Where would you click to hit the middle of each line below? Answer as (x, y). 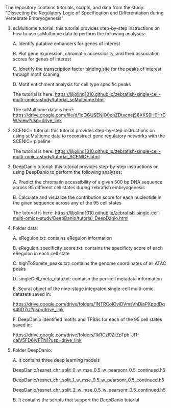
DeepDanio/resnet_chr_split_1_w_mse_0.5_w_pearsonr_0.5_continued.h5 (88, 380)
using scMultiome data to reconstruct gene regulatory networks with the (89, 136)
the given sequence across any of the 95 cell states (67, 203)
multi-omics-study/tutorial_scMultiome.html (58, 100)
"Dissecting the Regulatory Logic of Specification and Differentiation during (84, 13)
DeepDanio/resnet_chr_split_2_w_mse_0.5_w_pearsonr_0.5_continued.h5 (89, 390)
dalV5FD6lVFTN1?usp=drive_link (47, 340)
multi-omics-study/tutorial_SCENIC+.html (56, 157)
